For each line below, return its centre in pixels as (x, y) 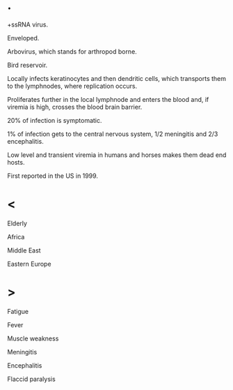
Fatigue (18, 311)
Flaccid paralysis (31, 379)
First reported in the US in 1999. (53, 176)
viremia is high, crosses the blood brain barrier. (75, 107)
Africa (16, 237)
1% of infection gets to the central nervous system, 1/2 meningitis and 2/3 (113, 134)
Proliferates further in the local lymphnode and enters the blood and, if (108, 99)
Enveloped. (23, 38)
